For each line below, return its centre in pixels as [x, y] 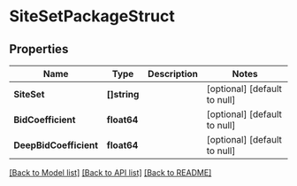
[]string [123, 94]
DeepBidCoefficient [56, 145]
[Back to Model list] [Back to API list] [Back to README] [110, 173]
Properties [39, 49]
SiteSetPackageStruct [92, 16]
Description [173, 74]
